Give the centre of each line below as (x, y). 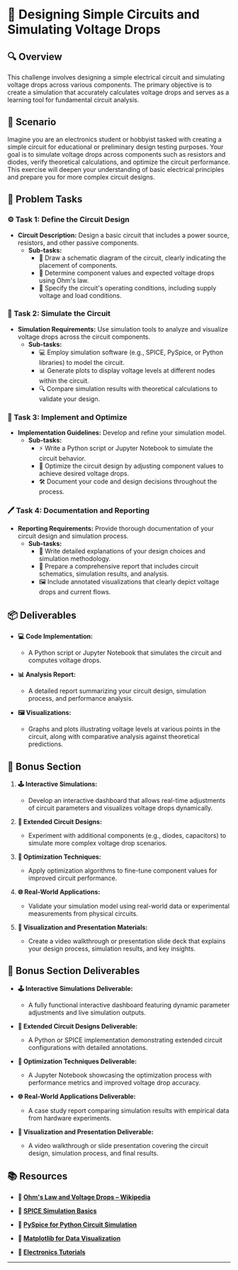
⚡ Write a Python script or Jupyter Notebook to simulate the (126, 448)
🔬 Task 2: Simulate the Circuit (59, 314)
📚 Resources (38, 1177)
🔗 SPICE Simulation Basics (57, 1210)
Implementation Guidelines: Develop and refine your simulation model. (122, 433)
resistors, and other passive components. (78, 242)
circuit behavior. (62, 459)
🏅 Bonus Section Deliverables (74, 971)
